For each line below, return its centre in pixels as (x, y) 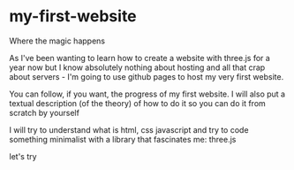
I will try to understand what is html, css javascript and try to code (129, 129)
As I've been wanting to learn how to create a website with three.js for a (140, 58)
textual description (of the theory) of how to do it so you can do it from (138, 103)
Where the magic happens (57, 41)
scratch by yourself (44, 112)
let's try (23, 156)
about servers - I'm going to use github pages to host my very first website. (147, 76)
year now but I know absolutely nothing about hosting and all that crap (137, 67)
